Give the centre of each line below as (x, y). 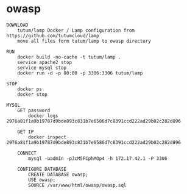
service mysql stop (42, 68)
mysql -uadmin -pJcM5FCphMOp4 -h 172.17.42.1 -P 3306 (98, 158)
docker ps (30, 89)
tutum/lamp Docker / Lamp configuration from (76, 30)
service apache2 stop (44, 62)
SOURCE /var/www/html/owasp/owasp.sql (77, 185)
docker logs (44, 116)
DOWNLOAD (17, 25)
